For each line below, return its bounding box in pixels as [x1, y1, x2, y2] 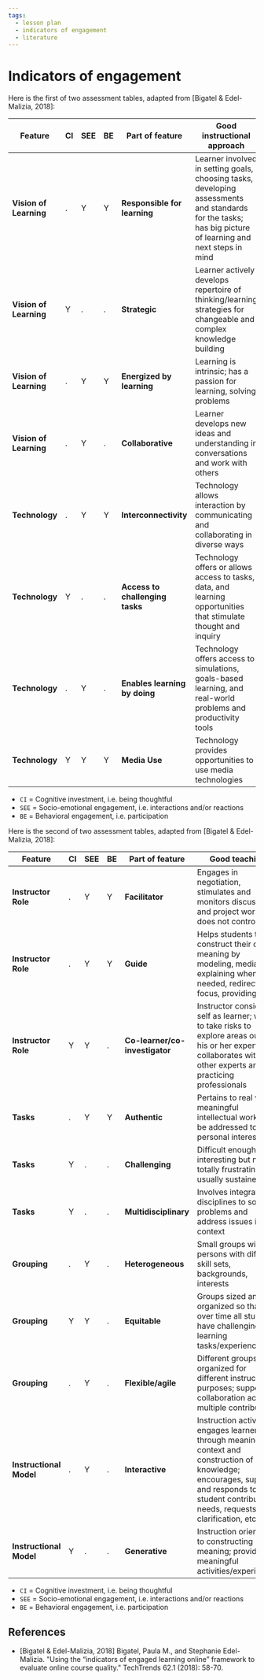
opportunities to [195, 755, 254, 766]
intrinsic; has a [195, 366, 249, 377]
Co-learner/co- [124, 1035, 186, 1046]
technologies [195, 775, 244, 786]
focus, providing [196, 988, 257, 999]
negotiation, [196, 877, 241, 888]
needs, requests [196, 1504, 257, 1515]
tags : [8, 11, 26, 20]
